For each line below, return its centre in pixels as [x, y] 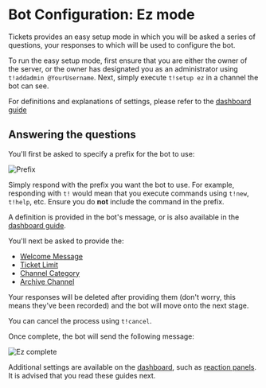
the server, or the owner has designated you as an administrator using [123, 68]
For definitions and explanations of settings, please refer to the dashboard [130, 101]
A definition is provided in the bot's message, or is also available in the [124, 217]
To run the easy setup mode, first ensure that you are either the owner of [128, 60]
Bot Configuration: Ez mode [102, 15]
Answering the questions [72, 135]
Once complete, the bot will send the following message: [102, 336]
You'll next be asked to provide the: [66, 241]
